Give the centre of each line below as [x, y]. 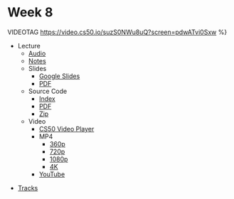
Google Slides [59, 76]
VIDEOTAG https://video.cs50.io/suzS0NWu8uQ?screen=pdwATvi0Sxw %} [117, 32]
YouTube [52, 174]
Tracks [28, 188]
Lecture [29, 45]
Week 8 [30, 12]
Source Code [48, 91]
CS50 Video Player [67, 129]
